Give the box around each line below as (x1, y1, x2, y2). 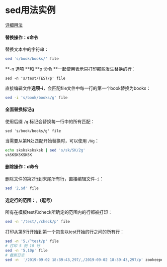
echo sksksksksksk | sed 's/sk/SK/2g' (5, 148, 85, 153)
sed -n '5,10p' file (5, 248, 48, 253)
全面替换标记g (5, 107, 34, 113)
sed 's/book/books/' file (5, 56, 59, 61)
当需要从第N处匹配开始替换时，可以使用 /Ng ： (5, 138, 99, 144)
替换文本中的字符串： (5, 46, 49, 52)
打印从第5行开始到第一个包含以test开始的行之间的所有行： (5, 229, 124, 235)
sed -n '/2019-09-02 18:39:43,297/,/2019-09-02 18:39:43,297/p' (5, 257, 143, 262)
